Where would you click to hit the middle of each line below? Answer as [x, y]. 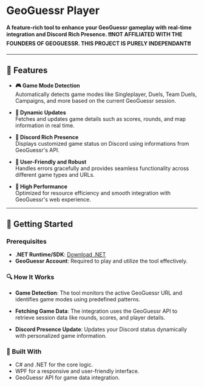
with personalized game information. [61, 335]
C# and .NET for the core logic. [54, 365]
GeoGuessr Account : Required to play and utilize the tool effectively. [101, 261]
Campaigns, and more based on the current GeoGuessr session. [96, 100]
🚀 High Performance [41, 187]
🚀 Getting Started [40, 224]
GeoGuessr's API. [37, 150]
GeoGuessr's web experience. [53, 199]
